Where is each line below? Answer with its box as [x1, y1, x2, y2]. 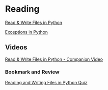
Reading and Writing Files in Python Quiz [5, 80, 87, 86]
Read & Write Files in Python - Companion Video [5, 56, 103, 62]
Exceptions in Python [5, 29, 48, 35]
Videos [5, 43, 27, 52]
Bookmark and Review [5, 68, 60, 75]
